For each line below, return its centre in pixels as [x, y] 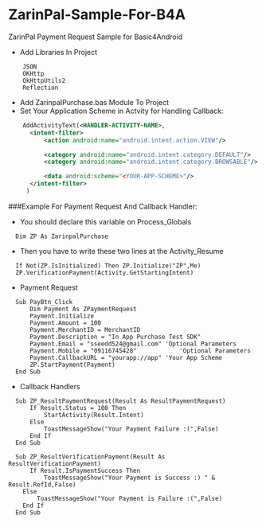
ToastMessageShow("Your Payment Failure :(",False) [131, 429]
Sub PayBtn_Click [44, 302]
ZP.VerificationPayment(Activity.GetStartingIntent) [105, 272]
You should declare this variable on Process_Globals [106, 221]
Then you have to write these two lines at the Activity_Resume [122, 251]
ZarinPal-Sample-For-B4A [97, 15]
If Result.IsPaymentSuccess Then [85, 470]
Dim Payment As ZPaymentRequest [83, 309]
